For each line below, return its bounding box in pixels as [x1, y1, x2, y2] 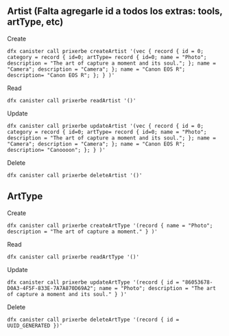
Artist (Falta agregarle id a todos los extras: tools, [7, 5, 223, 17]
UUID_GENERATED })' [7, 322, 63, 329]
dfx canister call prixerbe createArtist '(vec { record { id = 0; [7, 47, 204, 54]
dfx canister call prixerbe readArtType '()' [7, 254, 139, 260]
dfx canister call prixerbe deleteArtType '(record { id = [7, 316, 180, 323]
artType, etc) [7, 16, 64, 28]
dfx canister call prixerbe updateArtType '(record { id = [7, 278, 180, 286]
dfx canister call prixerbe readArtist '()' [7, 97, 136, 104]
